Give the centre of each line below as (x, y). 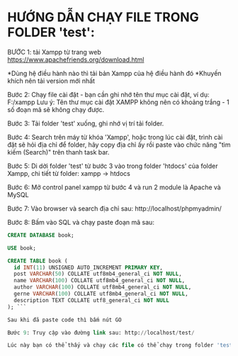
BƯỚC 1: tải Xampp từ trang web (54, 52)
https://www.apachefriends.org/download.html (76, 60)
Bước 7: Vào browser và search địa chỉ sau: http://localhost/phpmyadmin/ (114, 208)
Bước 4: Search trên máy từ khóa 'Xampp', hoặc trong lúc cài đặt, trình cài (115, 137)
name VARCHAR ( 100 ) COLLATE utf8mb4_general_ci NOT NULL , (100, 281)
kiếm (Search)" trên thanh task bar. (58, 152)
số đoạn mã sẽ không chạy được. (56, 109)
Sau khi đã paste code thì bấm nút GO (64, 320)
